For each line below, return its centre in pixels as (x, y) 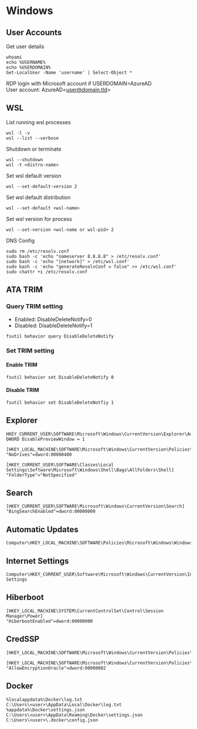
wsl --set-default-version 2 (42, 186)
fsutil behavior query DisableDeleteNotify (60, 336)
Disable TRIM (23, 390)
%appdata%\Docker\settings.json (45, 710)
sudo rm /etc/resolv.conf (38, 251)
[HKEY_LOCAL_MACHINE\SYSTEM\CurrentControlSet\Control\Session (85, 611)
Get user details (25, 46)
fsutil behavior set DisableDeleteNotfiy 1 (60, 403)
